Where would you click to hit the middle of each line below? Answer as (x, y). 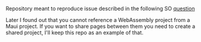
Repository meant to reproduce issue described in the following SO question (100, 9)
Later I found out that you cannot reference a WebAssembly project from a (98, 20)
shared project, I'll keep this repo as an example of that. (75, 33)
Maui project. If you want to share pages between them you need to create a (100, 26)
